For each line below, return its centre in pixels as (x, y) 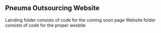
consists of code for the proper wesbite (45, 25)
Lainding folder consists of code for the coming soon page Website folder (80, 20)
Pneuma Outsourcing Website (53, 8)
